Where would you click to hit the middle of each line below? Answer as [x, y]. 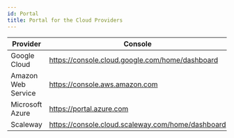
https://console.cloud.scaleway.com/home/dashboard [138, 124]
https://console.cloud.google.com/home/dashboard [133, 60]
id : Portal [23, 14]
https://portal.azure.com [89, 109]
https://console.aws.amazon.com [103, 84]
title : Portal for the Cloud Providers [65, 20]
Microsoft [26, 104]
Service [23, 93]
